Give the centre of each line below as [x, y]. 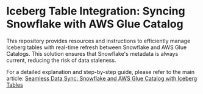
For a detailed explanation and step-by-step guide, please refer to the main [101, 72]
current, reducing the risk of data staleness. [61, 60]
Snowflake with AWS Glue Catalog [95, 24]
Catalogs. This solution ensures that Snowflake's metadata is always [92, 53]
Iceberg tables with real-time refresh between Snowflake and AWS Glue [97, 47]
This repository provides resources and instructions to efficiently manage [98, 41]
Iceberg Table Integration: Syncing [96, 11]
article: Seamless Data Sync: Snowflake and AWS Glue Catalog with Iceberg [102, 78]
